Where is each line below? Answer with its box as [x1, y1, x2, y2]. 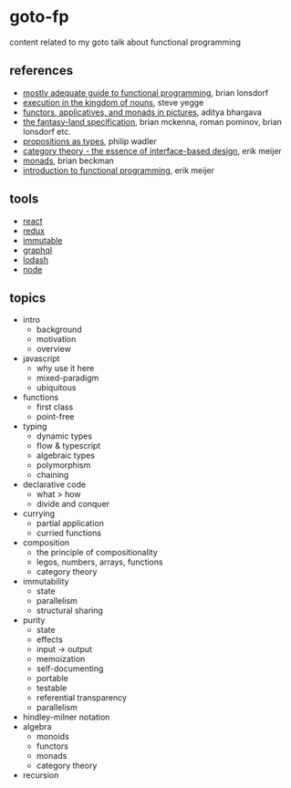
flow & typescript [36, 441, 101, 451]
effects [36, 634, 64, 645]
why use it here [36, 363, 95, 374]
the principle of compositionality [36, 547, 158, 558]
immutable [22, 234, 63, 245]
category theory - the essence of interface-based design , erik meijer [22, 145, 283, 156]
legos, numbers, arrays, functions [36, 556, 163, 567]
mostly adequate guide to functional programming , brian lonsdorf [22, 87, 269, 98]
